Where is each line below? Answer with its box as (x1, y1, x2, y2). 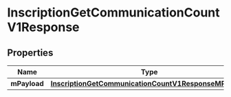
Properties (7, 47, 54, 58)
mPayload (10, 79, 45, 88)
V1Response (7, 19, 80, 35)
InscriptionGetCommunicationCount (7, 5, 220, 21)
